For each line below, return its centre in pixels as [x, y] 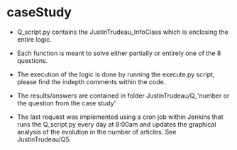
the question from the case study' [66, 103]
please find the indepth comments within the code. [91, 81]
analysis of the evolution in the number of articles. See [97, 132]
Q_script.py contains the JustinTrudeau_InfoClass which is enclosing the [122, 32]
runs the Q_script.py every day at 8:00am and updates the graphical [116, 124]
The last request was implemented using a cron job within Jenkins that [120, 117]
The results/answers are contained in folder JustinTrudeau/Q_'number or [123, 96]
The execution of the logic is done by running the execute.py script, [116, 74]
